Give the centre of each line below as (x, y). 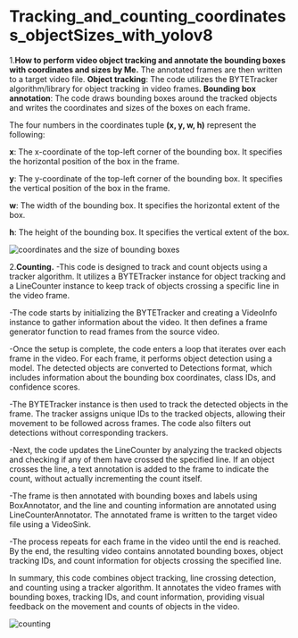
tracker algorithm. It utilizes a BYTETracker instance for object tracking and (148, 276)
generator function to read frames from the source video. (115, 332)
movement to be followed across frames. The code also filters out (130, 423)
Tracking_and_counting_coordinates (148, 17)
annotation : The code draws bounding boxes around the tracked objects (143, 98)
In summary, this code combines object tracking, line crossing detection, (143, 577)
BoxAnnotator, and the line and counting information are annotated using (143, 505)
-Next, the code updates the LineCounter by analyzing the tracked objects (146, 449)
